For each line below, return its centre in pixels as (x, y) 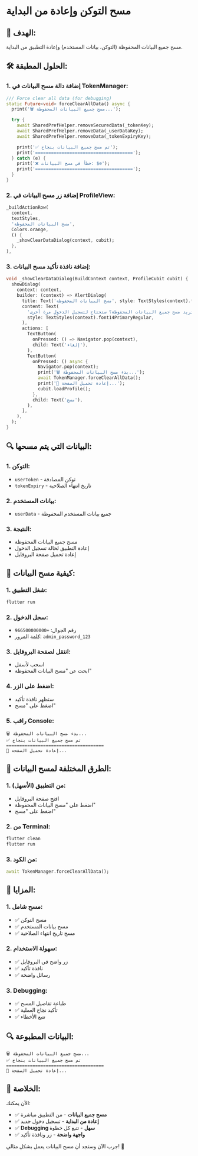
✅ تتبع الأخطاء (30, 1017)
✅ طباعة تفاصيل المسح (40, 1003)
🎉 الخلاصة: (24, 1089)
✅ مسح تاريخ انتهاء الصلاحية (45, 933)
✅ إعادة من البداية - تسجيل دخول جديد (57, 1121)
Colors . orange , (30, 229)
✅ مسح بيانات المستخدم (42, 926)
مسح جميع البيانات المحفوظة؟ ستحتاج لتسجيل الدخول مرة (112, 312)
